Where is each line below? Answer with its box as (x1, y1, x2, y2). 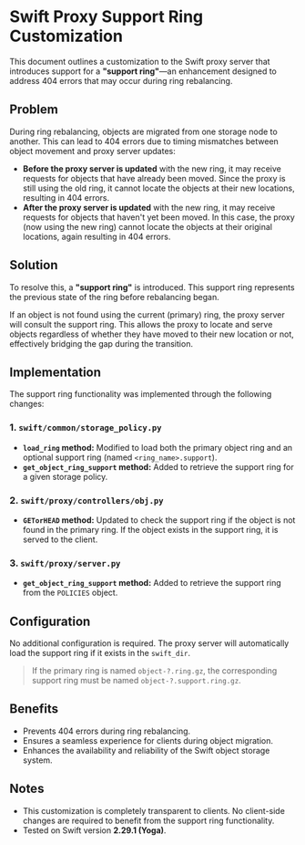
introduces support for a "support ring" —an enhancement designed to (9, 66, 278, 77)
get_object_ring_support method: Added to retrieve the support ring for (22, 461, 294, 472)
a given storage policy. (22, 471, 108, 482)
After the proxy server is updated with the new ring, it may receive (22, 202, 276, 213)
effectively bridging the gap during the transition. (9, 338, 194, 349)
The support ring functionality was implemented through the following (9, 389, 272, 400)
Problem (9, 102, 59, 118)
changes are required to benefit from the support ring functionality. (22, 815, 275, 826)
